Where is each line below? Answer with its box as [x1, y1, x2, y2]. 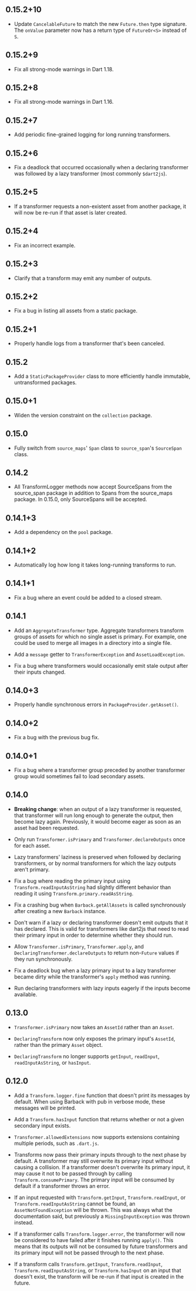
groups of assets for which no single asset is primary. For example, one [13, 633, 187, 640]
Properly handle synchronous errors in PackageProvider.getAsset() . [13, 701, 179, 708]
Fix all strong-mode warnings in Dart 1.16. [13, 98, 114, 106]
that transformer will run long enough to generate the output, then [13, 812, 174, 819]
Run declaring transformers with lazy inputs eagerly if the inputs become [13, 984, 191, 992]
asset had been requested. [13, 824, 79, 831]
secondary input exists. [13, 1122, 71, 1129]
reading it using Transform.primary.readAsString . [13, 890, 134, 897]
